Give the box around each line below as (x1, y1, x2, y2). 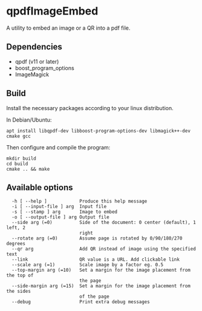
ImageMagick (15, 71, 50, 78)
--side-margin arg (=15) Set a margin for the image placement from (11, 283, 191, 289)
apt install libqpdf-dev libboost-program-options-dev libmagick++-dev (6, 128, 191, 134)
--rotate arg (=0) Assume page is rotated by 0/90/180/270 (11, 235, 183, 241)
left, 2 (6, 225, 26, 231)
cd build (6, 160, 28, 167)
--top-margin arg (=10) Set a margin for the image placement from (11, 267, 191, 273)
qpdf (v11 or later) (15, 57, 59, 65)
